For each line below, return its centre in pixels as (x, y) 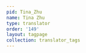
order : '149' (23, 29)
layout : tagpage (27, 35)
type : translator (28, 23)
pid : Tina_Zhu (24, 12)
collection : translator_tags (43, 40)
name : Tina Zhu (26, 18)
